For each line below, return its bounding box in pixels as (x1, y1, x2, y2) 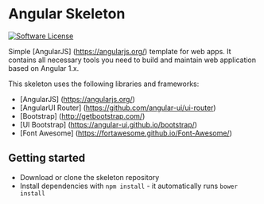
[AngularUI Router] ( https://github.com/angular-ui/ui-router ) (19, 103, 216, 112)
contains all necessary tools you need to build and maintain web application (8, 55, 257, 65)
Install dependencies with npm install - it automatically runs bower (19, 181, 239, 190)
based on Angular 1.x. (8, 63, 80, 73)
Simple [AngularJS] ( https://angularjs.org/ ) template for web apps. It (8, 46, 232, 56)
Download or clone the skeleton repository (19, 172, 160, 182)
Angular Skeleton (8, 5, 126, 23)
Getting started (8, 151, 86, 165)
